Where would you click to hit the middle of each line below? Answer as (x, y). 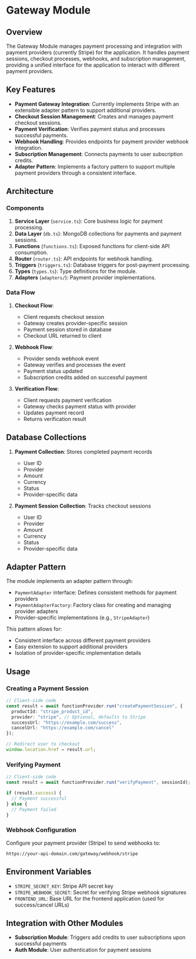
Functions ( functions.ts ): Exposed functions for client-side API (92, 246)
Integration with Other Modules (65, 923)
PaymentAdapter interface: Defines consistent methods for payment (95, 592)
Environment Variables (49, 872)
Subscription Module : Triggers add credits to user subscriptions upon (100, 937)
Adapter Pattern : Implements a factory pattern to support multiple (95, 166)
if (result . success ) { (34, 793)
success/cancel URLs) (42, 905)
